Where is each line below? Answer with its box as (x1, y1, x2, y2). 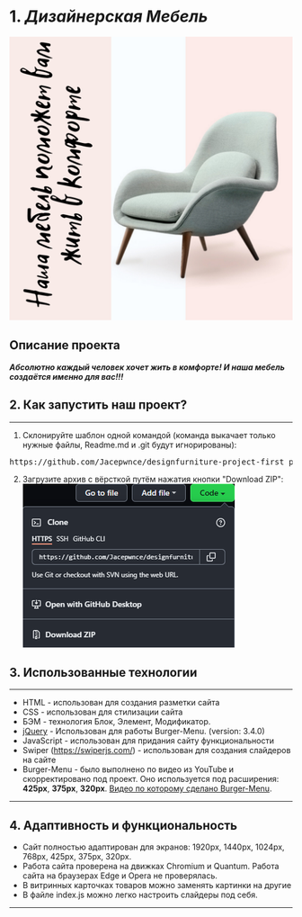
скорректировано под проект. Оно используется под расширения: (22, 774, 280, 785)
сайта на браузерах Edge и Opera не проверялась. (22, 870, 218, 881)
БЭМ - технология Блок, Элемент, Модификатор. (22, 716, 211, 727)
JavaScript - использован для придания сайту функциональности (22, 735, 274, 746)
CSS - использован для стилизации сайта (22, 706, 183, 717)
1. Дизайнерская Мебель (9, 6, 209, 27)
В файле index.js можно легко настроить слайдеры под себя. (22, 889, 258, 901)
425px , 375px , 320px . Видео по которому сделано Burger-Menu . (22, 783, 272, 794)
